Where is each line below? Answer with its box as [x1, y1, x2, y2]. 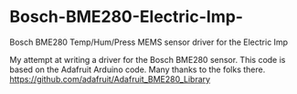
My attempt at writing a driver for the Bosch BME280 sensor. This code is [9, 54, 286, 65]
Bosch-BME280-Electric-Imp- [9, 6, 244, 27]
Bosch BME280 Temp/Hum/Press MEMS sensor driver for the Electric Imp [9, 37, 289, 47]
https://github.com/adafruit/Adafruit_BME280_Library [9, 73, 211, 84]
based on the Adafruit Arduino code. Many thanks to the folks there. [9, 64, 266, 75]
